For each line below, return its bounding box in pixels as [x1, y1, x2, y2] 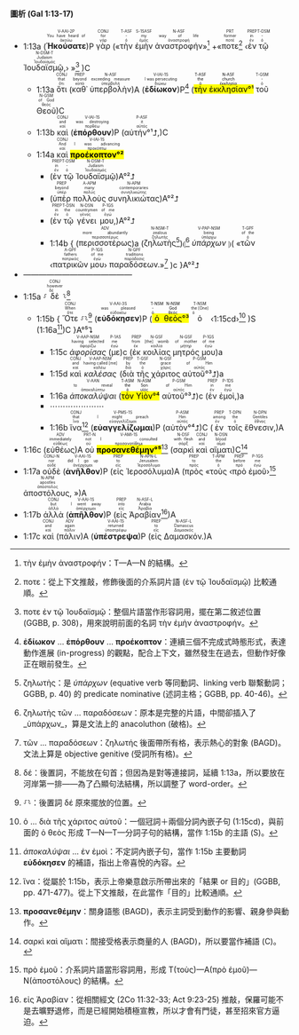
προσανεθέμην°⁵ [96, 444, 162, 454]
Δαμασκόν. [163, 531, 205, 541]
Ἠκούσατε [45, 41, 87, 51]
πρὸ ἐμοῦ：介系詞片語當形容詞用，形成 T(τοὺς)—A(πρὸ [22, 964, 227, 975]
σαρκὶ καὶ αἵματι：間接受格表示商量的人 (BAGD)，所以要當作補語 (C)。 [22, 936, 282, 946]
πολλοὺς [73, 194, 106, 204]
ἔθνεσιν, [244, 422, 276, 432]
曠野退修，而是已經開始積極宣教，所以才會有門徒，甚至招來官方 [38, 1005, 272, 1015]
